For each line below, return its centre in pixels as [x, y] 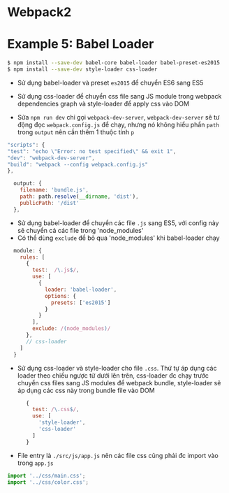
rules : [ [32, 257]
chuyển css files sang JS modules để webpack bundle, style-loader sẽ [119, 383]
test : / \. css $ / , [56, 410]
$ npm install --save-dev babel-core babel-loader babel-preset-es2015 [113, 63]
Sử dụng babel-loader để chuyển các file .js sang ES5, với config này [118, 223]
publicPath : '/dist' [50, 203]
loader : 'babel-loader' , [81, 290]
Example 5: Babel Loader [81, 44]
